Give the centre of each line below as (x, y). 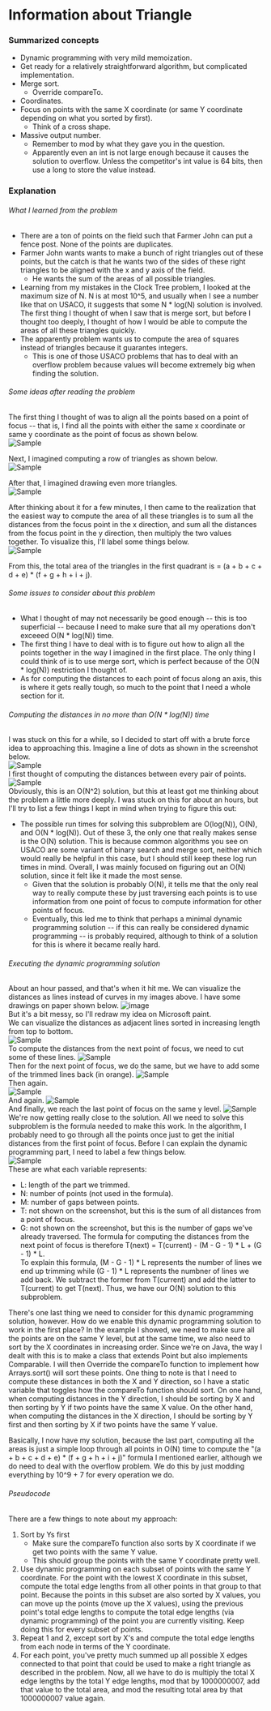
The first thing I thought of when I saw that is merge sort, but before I (135, 313)
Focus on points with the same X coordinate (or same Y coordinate (131, 109)
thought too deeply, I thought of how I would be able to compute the (133, 321)
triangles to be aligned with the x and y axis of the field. (112, 270)
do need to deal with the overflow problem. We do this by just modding (127, 1466)
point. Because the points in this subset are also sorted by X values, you (140, 1594)
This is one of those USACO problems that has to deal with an (135, 356)
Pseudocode (30, 1494)
